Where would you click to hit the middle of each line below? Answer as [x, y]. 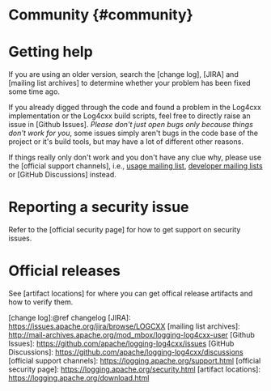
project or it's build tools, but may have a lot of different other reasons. [126, 142]
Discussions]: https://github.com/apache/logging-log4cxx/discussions [126, 352]
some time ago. [34, 91]
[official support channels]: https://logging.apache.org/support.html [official [135, 361]
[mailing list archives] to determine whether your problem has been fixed [129, 83]
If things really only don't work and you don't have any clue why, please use [135, 157]
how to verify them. [41, 302]
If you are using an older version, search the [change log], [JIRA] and [123, 74]
